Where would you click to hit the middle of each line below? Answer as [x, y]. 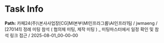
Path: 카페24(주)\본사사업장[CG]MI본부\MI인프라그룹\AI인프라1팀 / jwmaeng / [81, 23]
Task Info [24, 9]
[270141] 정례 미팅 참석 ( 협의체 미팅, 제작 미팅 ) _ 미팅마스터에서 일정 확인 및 [79, 29]
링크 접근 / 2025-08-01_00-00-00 [44, 35]
